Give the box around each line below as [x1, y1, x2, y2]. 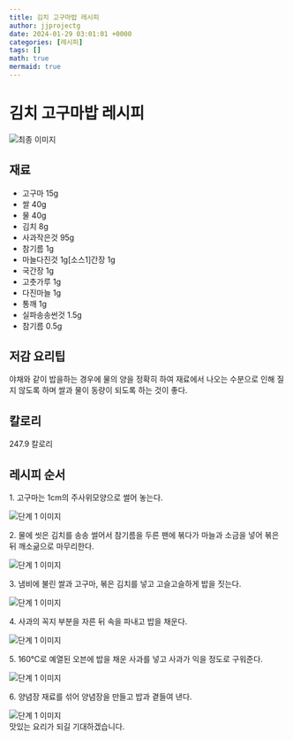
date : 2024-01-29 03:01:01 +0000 [9, 29, 132, 38]
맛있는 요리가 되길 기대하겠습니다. [9, 721, 125, 732]
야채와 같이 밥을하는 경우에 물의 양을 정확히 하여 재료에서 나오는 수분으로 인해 [9, 374, 275, 385]
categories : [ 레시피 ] [9, 37, 84, 47]
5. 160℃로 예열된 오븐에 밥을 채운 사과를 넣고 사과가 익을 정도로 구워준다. [9, 654, 263, 665]
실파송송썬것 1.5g [21, 309, 82, 320]
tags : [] [9, 46, 41, 55]
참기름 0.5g [21, 320, 63, 331]
